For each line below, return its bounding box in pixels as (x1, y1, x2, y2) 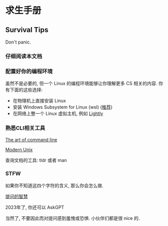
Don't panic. (5, 39, 31, 45)
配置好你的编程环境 (5, 68, 53, 75)
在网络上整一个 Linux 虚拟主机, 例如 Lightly (12, 111, 103, 117)
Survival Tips (5, 25, 49, 34)
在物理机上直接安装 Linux (12, 98, 67, 104)
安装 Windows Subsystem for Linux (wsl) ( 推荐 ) (12, 104, 113, 110)
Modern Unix (5, 147, 33, 153)
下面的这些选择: (9, 87, 43, 93)
